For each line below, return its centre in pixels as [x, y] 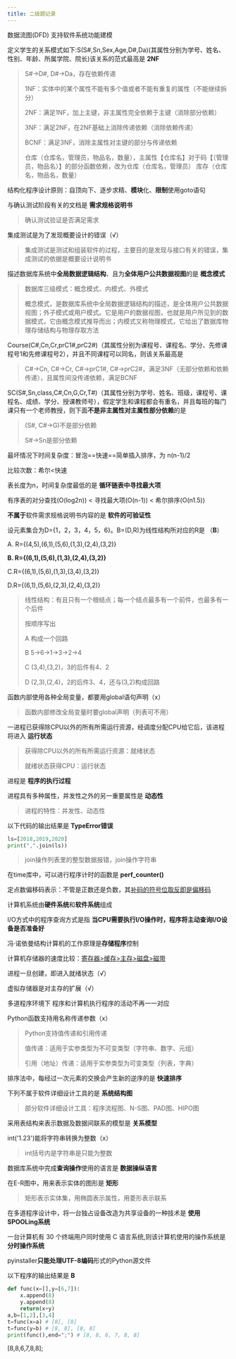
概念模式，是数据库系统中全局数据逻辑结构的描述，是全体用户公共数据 [126, 303]
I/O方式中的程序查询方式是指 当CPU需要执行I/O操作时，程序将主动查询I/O [114, 920]
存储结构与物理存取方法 [65, 330]
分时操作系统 [26, 1246]
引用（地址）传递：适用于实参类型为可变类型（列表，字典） [111, 1063]
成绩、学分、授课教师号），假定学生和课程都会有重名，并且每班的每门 [126, 401]
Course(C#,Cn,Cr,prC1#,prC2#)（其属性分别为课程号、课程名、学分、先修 [114, 345]
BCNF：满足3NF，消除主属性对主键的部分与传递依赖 [101, 142]
